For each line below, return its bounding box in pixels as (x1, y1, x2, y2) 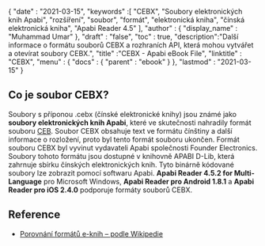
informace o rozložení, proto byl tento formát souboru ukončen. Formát (8, 134, 240, 144)
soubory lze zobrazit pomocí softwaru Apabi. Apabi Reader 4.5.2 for (8, 168, 233, 177)
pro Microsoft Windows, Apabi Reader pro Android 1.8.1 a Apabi (43, 176, 255, 186)
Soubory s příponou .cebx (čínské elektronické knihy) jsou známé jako (8, 109, 237, 119)
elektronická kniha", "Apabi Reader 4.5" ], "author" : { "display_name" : (8, 24, 238, 32)
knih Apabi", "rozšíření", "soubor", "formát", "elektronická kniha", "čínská (8, 15, 245, 25)
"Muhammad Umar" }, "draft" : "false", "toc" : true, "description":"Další (8, 32, 239, 41)
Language (8, 176, 42, 186)
